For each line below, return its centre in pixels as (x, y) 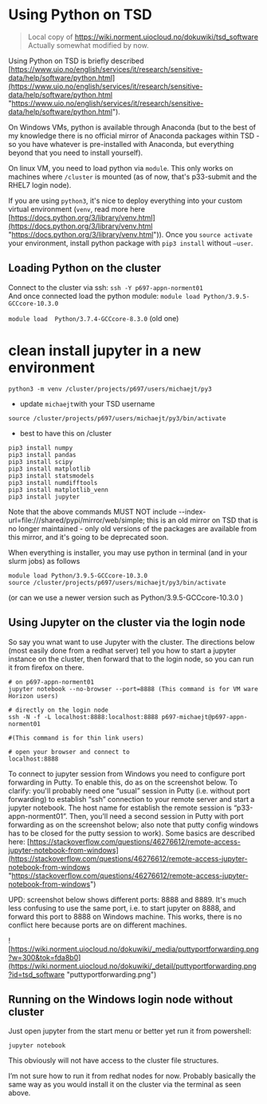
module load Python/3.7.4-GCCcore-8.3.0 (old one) (94, 318)
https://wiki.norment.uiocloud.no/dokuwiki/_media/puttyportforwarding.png (135, 949)
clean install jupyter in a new (105, 350)
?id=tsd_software (37, 974)
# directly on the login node (59, 710)
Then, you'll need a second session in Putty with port (157, 816)
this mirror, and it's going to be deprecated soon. (88, 537)
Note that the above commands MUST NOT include (92, 511)
